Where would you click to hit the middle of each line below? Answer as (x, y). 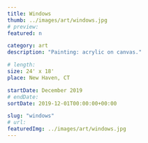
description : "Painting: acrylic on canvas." (74, 52)
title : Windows (29, 14)
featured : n (24, 33)
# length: (22, 65)
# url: (17, 123)
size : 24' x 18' (31, 71)
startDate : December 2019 (45, 90)
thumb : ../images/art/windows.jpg (58, 20)
